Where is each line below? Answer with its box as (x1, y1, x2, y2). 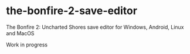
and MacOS (6, 29, 35, 36)
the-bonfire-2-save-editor (6, 4, 138, 18)
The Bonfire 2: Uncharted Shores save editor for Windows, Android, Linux (6, 23, 184, 31)
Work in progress (6, 41, 48, 48)
